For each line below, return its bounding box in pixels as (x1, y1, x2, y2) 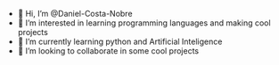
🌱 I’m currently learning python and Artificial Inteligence (17, 36, 223, 47)
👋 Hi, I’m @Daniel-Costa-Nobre (17, 9, 133, 18)
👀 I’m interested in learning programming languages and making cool (17, 18, 271, 28)
